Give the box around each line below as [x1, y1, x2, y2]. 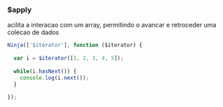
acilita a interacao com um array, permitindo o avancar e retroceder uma [7, 21, 217, 29]
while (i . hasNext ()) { [13, 68, 77, 75]
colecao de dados [7, 28, 60, 36]
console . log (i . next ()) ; [20, 74, 90, 81]
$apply [7, 5, 32, 15]
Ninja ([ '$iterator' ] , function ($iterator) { [7, 42, 142, 49]
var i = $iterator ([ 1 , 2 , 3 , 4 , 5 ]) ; [13, 55, 124, 62]
